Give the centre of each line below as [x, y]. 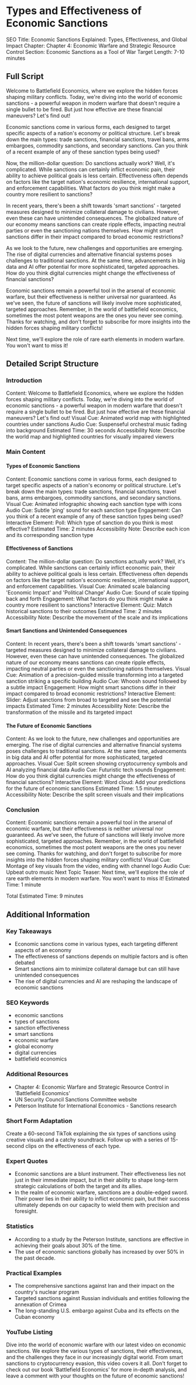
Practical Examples [34, 1273]
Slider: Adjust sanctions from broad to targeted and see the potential [89, 700]
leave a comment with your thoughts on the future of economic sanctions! [95, 1376]
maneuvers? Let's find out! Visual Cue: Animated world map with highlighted [98, 418]
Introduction [24, 381]
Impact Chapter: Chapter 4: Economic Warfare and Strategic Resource [91, 46]
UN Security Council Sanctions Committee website [76, 1099]
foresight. [26, 1211]
